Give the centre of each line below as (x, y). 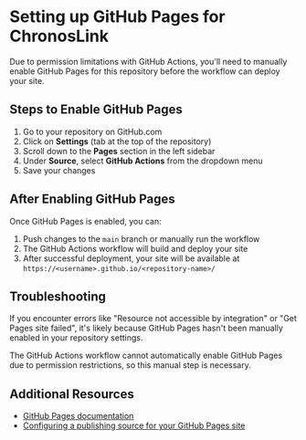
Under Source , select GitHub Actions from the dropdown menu (142, 161)
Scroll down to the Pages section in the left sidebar (119, 151)
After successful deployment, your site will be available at (131, 258)
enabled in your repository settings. (76, 338)
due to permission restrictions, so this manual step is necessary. (130, 365)
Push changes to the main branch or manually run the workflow (141, 238)
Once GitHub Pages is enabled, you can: (85, 221)
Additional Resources (72, 394)
